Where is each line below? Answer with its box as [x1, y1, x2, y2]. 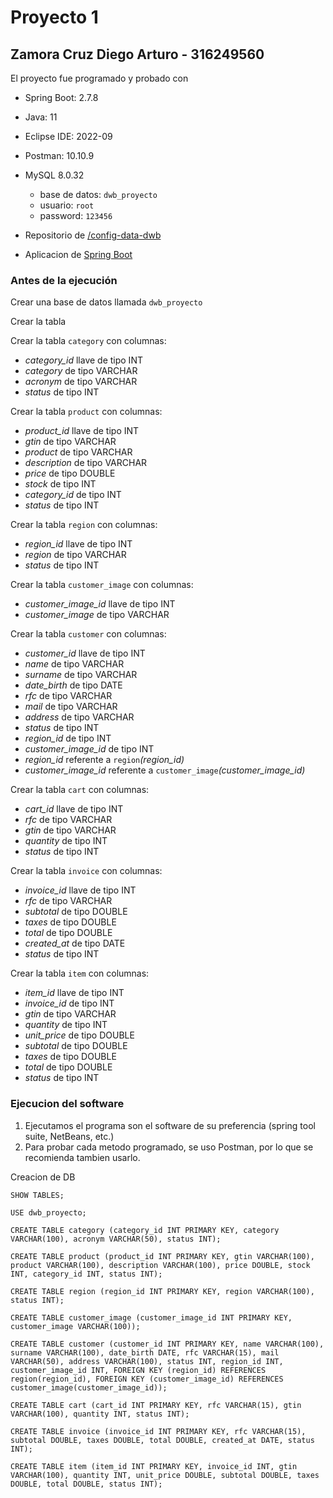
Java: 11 [24, 111, 58, 123]
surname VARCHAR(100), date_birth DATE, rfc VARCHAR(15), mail [10, 1347, 280, 1358]
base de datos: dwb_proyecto [39, 189, 158, 200]
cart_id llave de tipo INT [24, 803, 124, 815]
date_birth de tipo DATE [24, 679, 123, 691]
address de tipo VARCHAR [24, 711, 135, 723]
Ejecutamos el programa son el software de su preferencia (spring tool [24, 1119, 316, 1131]
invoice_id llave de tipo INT [24, 884, 137, 896]
